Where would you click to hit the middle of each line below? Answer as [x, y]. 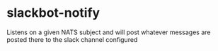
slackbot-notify [53, 13]
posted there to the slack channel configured [72, 39]
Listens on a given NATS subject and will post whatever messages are [109, 32]
